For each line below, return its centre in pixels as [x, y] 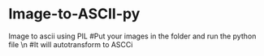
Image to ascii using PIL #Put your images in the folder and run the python [132, 36]
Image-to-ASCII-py [74, 14]
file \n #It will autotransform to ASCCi [71, 44]
